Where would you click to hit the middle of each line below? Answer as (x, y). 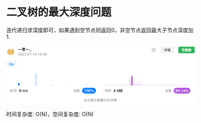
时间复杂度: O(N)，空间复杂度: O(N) (50, 114)
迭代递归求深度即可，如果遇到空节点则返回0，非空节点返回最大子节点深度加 (100, 30)
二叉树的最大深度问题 (59, 12)
